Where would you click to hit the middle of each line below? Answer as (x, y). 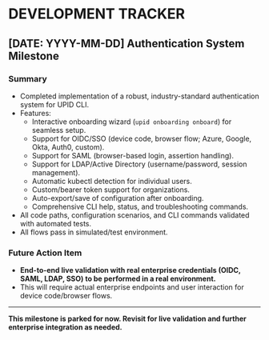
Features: (36, 113)
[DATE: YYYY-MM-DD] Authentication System (126, 44)
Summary (28, 78)
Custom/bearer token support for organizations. (111, 190)
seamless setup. (59, 130)
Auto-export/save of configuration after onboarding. (118, 198)
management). (56, 172)
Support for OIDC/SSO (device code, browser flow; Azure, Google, (142, 138)
